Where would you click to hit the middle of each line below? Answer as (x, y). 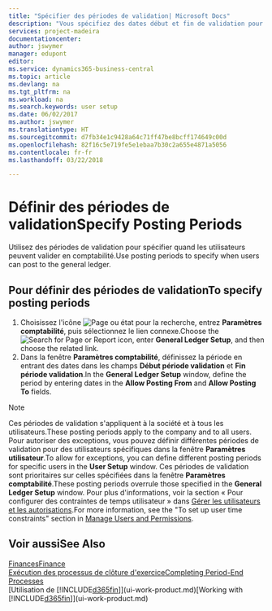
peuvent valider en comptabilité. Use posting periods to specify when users (134, 256)
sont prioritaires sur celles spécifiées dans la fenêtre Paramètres (117, 475)
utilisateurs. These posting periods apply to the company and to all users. (130, 432)
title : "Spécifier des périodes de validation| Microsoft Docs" (119, 16)
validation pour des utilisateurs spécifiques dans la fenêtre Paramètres (127, 449)
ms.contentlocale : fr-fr (50, 152)
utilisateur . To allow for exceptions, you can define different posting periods (135, 458)
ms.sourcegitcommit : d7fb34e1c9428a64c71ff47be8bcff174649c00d (118, 137)
